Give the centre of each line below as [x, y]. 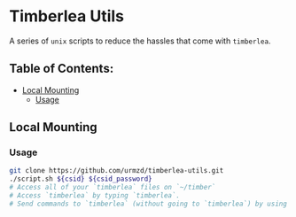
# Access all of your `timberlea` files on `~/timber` [113, 188]
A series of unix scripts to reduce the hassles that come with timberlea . [140, 41]
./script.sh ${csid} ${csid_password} [81, 179]
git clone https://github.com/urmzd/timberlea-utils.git [117, 171]
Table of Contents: [62, 69]
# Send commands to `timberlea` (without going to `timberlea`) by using [148, 204]
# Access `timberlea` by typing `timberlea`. [94, 196]
